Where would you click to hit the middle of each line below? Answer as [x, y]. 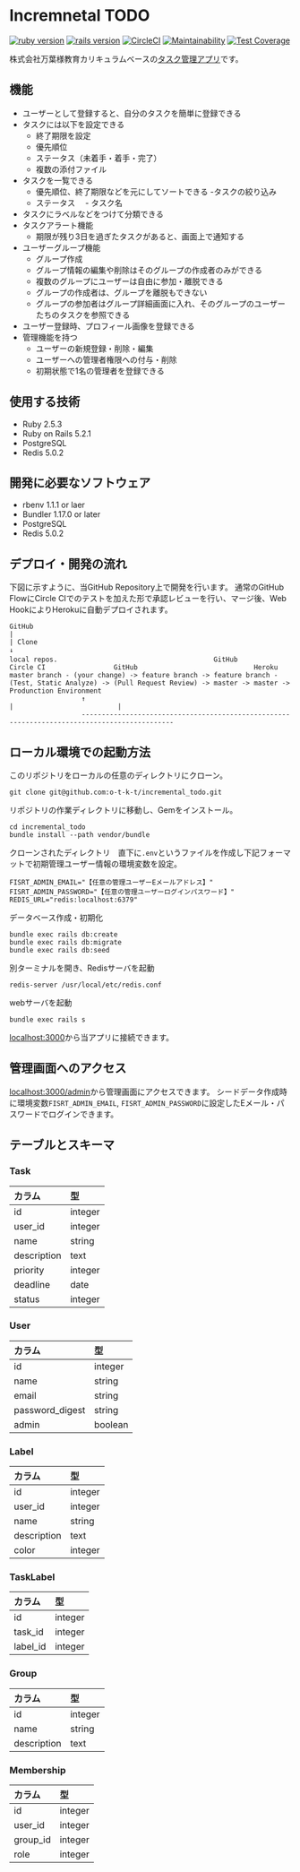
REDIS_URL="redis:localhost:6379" [74, 900]
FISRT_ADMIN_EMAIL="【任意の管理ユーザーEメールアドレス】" [111, 883]
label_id [30, 1647]
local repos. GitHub [124, 660]
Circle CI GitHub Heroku [144, 668]
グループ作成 [59, 259]
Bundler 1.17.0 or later [61, 514]
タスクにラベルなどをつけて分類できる [93, 214]
